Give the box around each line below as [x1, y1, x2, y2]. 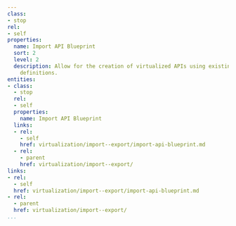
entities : [7, 75, 37, 83]
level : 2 [13, 56, 39, 63]
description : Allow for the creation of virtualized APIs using [13, 63, 206, 70]
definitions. [20, 69, 58, 76]
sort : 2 [13, 50, 37, 57]
